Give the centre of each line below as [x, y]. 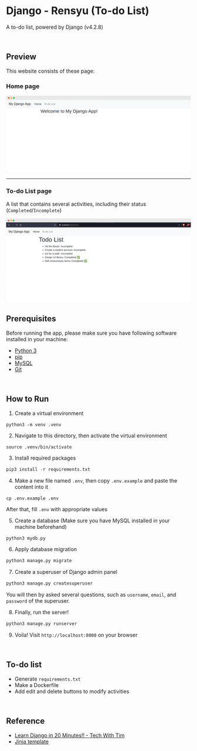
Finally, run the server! [42, 612]
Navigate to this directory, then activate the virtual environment [91, 436]
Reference [26, 721]
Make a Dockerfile [37, 685]
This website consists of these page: [50, 71]
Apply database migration [46, 549]
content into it [31, 487]
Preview [21, 57]
